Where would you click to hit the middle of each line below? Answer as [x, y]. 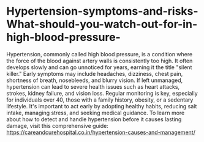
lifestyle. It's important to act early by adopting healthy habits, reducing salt [102, 106]
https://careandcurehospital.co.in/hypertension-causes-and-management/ [101, 132]
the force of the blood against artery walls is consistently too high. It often [100, 61]
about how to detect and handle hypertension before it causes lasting [94, 119]
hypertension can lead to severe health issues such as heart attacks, [93, 86]
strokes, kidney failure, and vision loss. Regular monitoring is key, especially [102, 93]
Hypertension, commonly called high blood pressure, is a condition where [100, 54]
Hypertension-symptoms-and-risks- [102, 11]
